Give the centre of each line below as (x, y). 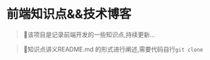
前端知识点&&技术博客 (69, 14)
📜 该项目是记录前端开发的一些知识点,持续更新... (89, 34)
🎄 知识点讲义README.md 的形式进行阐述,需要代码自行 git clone (113, 49)
